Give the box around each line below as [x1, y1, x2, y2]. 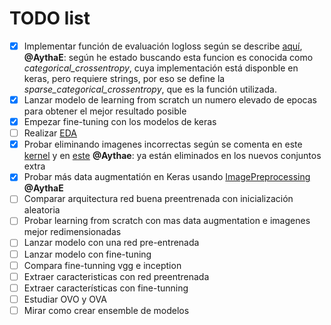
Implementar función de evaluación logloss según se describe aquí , [23, 40, 303, 52]
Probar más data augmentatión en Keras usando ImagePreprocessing [23, 171, 311, 183]
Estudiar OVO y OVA [23, 293, 107, 305]
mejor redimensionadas [23, 226, 122, 238]
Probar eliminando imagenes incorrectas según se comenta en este [23, 138, 303, 151]
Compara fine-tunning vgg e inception [23, 259, 182, 271]
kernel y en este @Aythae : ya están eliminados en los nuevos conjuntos [23, 150, 322, 162]
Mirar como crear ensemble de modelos [23, 304, 190, 316]
